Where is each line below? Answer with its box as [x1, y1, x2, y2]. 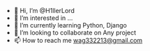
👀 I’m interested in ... [13, 14, 73, 22]
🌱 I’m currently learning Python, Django [13, 21, 127, 29]
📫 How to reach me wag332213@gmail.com [13, 37, 143, 44]
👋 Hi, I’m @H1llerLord [13, 7, 75, 14]
